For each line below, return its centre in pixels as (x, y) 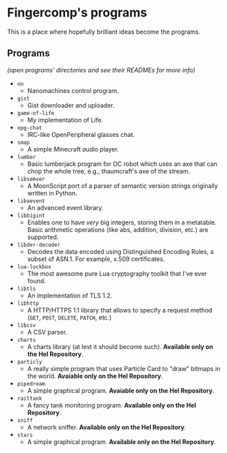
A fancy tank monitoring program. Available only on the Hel (112, 405)
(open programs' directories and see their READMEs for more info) (101, 70)
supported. (43, 237)
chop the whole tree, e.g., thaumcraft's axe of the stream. (109, 171)
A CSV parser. (47, 332)
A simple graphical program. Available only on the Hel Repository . (121, 441)
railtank (29, 398)
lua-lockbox (34, 266)
